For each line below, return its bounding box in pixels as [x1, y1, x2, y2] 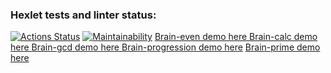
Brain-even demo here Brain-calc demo [154, 31, 318, 43]
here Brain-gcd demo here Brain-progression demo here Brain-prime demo [10, 41, 321, 53]
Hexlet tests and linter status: [10, 8, 157, 22]
